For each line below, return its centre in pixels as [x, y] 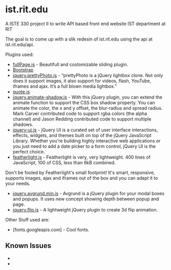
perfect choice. [29, 151]
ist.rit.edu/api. [20, 44]
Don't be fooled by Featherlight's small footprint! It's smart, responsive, [80, 172]
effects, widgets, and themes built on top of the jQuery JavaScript [82, 135]
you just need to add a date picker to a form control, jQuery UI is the [84, 146]
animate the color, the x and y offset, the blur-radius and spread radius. [88, 108]
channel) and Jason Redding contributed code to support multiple [82, 119]
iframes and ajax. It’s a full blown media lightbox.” [65, 86]
